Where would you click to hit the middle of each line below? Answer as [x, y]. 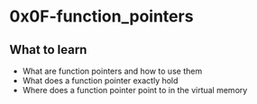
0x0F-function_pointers [101, 17]
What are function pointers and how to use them [112, 71]
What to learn [48, 50]
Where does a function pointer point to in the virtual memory [135, 90]
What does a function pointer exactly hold [100, 81]
